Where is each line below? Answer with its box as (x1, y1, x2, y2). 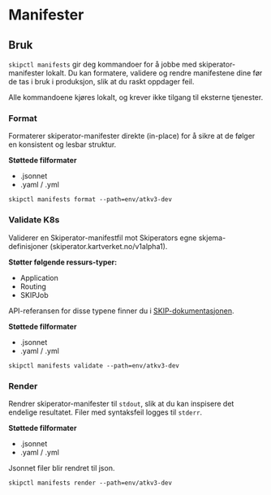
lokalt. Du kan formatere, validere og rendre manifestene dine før (45, 68, 263, 78)
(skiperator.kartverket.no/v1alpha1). (49, 241, 168, 251)
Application (19, 273, 59, 282)
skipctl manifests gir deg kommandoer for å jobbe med (8, 59, 197, 69)
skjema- (198, 233, 226, 243)
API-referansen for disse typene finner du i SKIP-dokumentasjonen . (8, 306, 234, 316)
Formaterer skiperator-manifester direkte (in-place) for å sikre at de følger (8, 131, 256, 141)
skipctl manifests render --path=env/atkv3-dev (8, 479, 173, 487)
